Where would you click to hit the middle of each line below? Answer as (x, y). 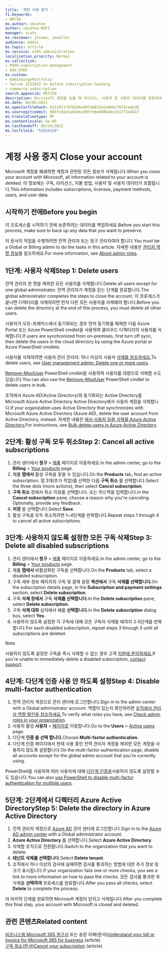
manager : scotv (21, 33)
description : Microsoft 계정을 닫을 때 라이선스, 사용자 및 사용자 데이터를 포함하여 (83, 98)
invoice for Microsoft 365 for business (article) (53, 940)
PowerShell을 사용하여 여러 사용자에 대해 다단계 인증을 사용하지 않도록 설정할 (80, 771)
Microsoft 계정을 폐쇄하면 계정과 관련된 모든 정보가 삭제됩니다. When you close (83, 172)
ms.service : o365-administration (40, 51)
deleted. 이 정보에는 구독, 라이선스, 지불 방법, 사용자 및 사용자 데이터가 (74, 183)
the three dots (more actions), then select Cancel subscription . (78, 486)
